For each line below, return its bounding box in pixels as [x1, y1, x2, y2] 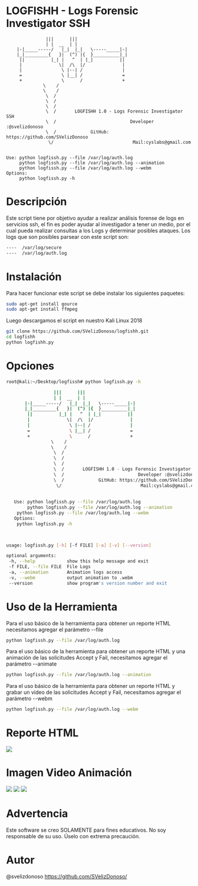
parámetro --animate [6, 660, 57, 667]
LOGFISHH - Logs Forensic [6, 4, 138, 18]
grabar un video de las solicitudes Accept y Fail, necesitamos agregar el [6, 689, 181, 696]
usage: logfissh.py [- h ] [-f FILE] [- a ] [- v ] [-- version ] [6, 542, 151, 548]
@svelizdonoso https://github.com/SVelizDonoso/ [6, 872, 127, 880]
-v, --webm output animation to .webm [8, 575, 133, 581]
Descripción [6, 195, 67, 209]
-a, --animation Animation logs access [8, 569, 123, 575]
